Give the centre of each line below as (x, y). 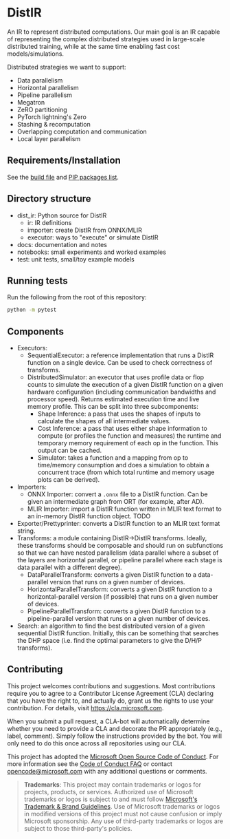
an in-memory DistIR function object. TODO (89, 516)
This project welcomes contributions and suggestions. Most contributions (111, 686)
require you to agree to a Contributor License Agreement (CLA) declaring (111, 693)
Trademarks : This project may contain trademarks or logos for (112, 784)
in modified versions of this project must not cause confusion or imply (123, 814)
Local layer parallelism (49, 138)
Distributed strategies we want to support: (67, 67)
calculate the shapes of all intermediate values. (104, 421)
